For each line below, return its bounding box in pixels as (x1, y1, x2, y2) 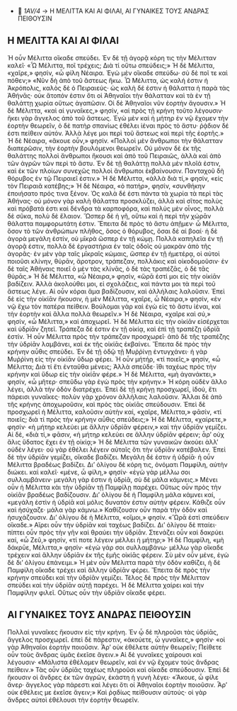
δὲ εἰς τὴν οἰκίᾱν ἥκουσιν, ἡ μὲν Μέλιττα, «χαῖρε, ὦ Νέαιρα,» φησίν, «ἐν (7, 294, 221, 303)
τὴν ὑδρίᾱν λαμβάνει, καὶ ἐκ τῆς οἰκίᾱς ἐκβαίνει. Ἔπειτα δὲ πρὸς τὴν (7, 340, 212, 348)
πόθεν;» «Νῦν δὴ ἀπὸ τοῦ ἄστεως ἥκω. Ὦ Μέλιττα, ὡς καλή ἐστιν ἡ (7, 76, 209, 84)
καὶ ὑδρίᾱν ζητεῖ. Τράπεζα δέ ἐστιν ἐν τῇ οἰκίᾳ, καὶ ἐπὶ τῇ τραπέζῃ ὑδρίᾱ (7, 325, 221, 333)
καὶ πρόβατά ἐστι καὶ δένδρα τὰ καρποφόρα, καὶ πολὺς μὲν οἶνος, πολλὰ (7, 204, 224, 213)
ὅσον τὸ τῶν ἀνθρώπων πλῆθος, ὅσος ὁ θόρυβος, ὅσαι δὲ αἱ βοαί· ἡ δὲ (7, 227, 218, 235)
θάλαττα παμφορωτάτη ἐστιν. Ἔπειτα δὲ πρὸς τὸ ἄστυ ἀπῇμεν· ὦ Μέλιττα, (7, 219, 229, 228)
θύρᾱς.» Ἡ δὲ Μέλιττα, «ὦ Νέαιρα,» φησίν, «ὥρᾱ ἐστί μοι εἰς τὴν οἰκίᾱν (7, 271, 221, 280)
